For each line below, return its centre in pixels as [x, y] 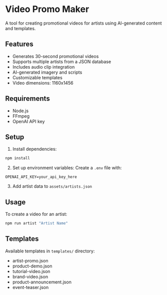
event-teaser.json [30, 287]
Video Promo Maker [47, 9]
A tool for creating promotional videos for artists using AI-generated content [83, 23]
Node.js [20, 111]
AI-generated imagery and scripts [47, 72]
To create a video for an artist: [36, 214]
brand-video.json [30, 276]
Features [19, 44]
